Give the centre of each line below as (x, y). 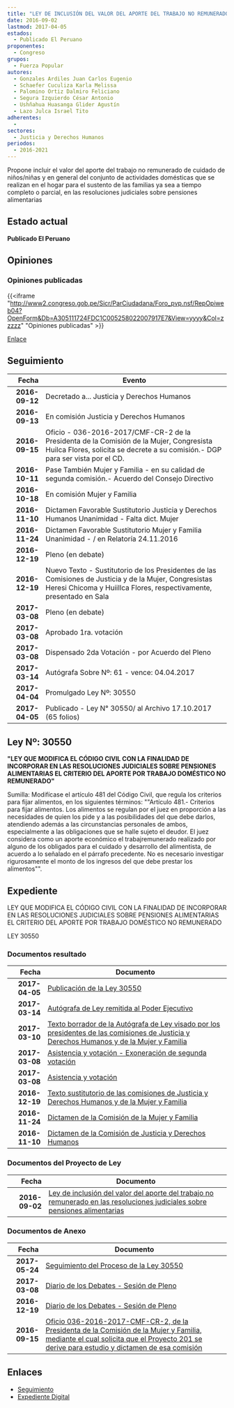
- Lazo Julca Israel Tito (51, 111)
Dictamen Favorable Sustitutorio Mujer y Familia (123, 530)
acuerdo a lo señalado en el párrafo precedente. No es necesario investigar (116, 854)
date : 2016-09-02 (32, 20)
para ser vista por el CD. (85, 458)
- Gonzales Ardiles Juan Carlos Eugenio (73, 79)
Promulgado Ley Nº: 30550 (90, 692)
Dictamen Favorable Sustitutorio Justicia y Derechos (131, 510)
